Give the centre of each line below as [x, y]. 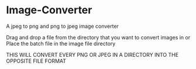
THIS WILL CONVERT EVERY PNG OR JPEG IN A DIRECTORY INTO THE [92, 55]
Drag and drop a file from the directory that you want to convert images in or [98, 37]
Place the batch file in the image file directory [61, 43]
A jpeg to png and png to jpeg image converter [62, 26]
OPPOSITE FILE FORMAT [36, 61]
